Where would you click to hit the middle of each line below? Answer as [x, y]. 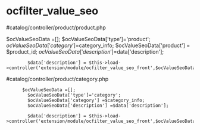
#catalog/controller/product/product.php [56, 27]
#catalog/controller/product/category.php [57, 79]
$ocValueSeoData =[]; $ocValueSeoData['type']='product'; [78, 39]
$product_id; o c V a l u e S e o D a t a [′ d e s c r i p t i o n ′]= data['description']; [85, 51]
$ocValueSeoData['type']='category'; [74, 95]
